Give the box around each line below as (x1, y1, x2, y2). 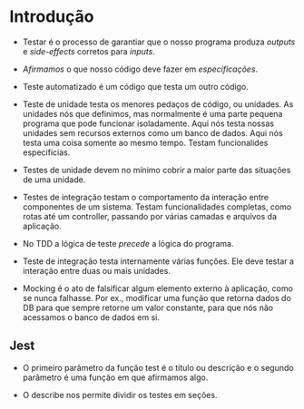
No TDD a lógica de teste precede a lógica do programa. (22, 238, 234, 248)
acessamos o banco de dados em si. (22, 311, 161, 323)
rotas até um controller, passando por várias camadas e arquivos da (22, 210, 278, 221)
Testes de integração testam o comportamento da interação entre (22, 191, 270, 202)
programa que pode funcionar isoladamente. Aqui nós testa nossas (22, 118, 275, 129)
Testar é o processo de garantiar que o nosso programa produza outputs (22, 36, 296, 47)
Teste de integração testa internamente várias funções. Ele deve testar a (22, 256, 295, 267)
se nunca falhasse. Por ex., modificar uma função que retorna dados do (22, 292, 292, 303)
